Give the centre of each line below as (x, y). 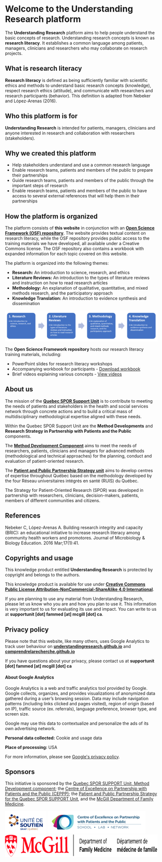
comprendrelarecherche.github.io (40, 651)
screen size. (17, 714)
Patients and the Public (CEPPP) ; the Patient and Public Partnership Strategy (81, 794)
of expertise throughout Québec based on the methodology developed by (79, 475)
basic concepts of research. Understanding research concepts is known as (80, 38)
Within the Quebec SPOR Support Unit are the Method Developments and (79, 426)
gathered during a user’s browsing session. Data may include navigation (77, 698)
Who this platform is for (41, 116)
